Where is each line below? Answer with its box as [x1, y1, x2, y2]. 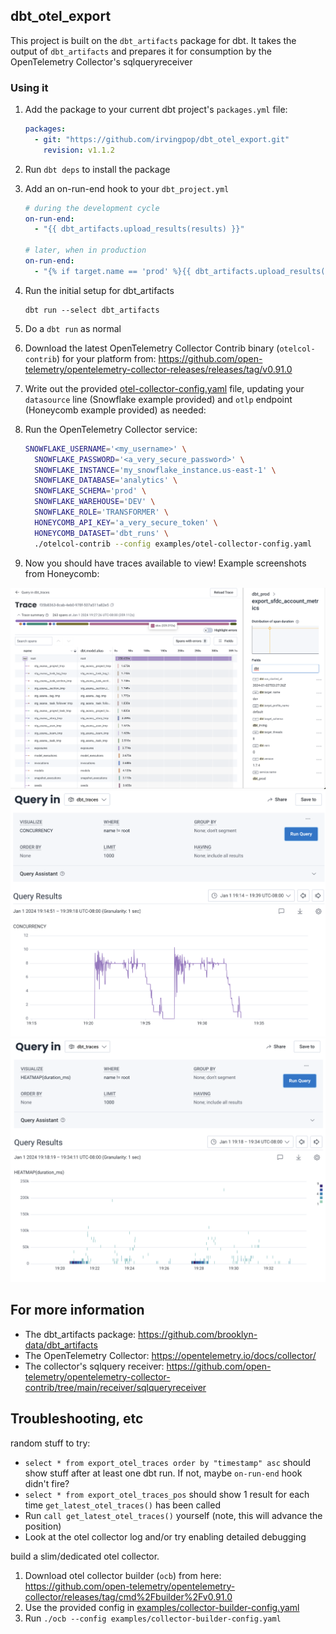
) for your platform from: [56, 352, 157, 364]
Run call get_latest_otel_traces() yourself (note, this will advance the [24, 1509, 323, 1521]
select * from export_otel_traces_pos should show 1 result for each [24, 1488, 310, 1500]
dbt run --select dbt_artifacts [24, 305, 160, 315]
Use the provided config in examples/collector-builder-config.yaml [24, 1601, 300, 1613]
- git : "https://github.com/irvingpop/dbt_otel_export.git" [34, 134, 290, 144]
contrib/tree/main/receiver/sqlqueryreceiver [24, 1381, 207, 1393]
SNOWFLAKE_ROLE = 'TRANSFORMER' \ [34, 507, 169, 518]
